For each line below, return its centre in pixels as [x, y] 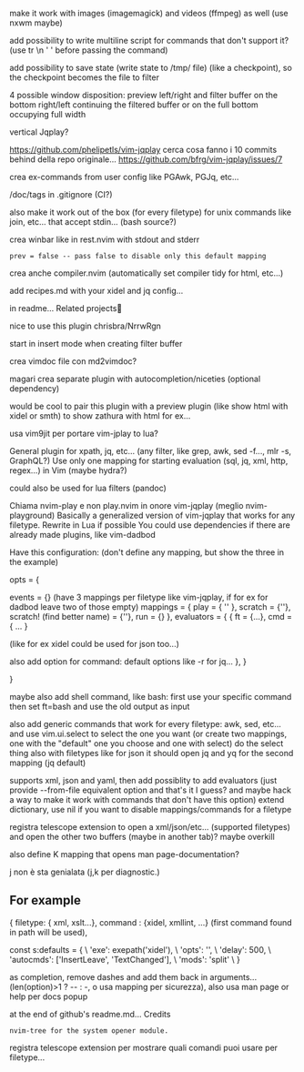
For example [46, 900]
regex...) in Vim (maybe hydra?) [68, 470]
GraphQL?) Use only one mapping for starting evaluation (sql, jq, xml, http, [149, 460]
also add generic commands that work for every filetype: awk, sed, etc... [146, 724]
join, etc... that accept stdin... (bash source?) [93, 222]
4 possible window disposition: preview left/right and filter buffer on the [144, 95]
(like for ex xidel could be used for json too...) [95, 644]
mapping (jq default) [48, 763]
